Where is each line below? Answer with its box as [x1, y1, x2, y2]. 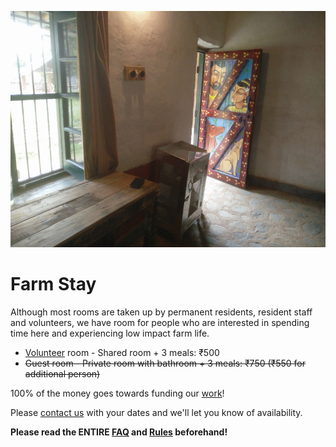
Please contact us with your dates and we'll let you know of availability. [10, 406, 303, 418]
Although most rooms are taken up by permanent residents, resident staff [10, 306, 313, 318]
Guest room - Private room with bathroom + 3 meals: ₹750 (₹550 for [24, 357, 306, 369]
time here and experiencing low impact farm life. [10, 327, 210, 339]
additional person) [24, 367, 101, 380]
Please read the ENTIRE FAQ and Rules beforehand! [10, 426, 228, 438]
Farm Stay [10, 273, 97, 296]
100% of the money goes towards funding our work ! [10, 387, 225, 399]
